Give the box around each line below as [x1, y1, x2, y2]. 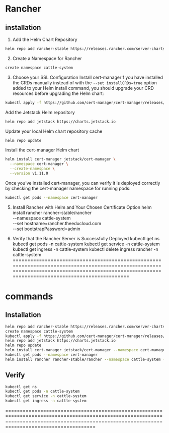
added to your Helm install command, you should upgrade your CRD [12, 85, 154, 91]
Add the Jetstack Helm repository [5, 109, 75, 115]
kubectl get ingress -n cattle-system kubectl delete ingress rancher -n [12, 246, 158, 252]
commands [5, 291, 53, 302]
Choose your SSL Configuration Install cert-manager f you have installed [12, 74, 163, 80]
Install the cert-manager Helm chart [5, 147, 79, 153]
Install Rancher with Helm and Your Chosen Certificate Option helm [12, 204, 152, 210]
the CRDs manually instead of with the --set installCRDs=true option [12, 79, 157, 86]
